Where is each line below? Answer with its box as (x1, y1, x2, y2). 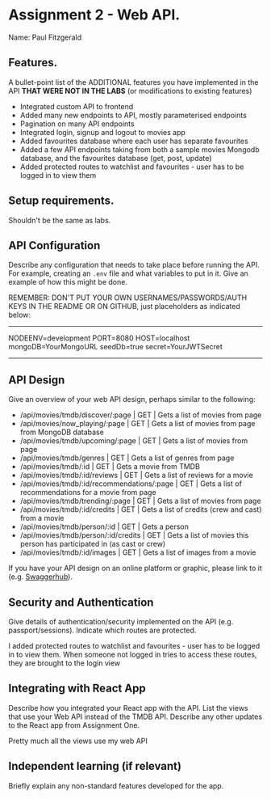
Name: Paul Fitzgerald (8, 32, 82, 42)
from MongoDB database (19, 427, 105, 438)
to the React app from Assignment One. (8, 720, 140, 729)
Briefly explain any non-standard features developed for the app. (8, 780, 224, 790)
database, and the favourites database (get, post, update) (19, 153, 212, 163)
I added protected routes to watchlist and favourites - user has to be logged (8, 641, 261, 650)
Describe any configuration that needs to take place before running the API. (8, 260, 260, 270)
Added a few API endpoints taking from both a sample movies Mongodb (19, 144, 260, 154)
